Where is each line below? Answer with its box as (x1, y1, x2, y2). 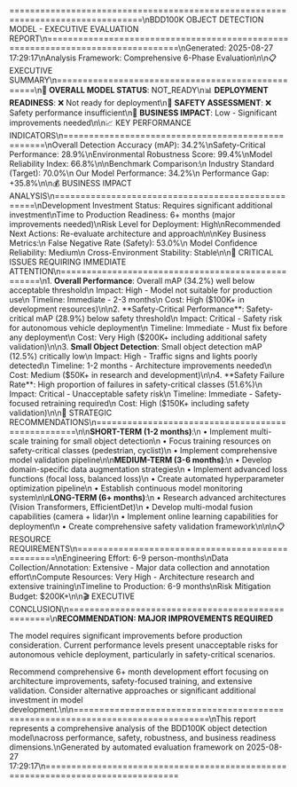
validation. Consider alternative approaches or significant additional (9, 685, 256, 696)
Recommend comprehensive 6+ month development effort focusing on (9, 666, 269, 677)
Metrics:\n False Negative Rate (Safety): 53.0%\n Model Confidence (9, 238, 258, 248)
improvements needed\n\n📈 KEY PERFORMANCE (9, 117, 192, 128)
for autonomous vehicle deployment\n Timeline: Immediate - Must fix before (9, 323, 288, 333)
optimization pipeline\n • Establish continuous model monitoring (9, 483, 244, 493)
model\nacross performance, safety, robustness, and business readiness (9, 733, 277, 743)
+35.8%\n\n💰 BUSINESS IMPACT (9, 178, 133, 188)
